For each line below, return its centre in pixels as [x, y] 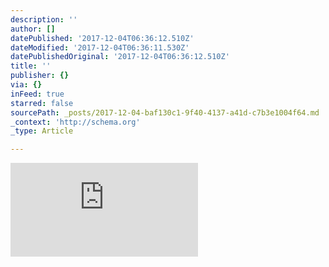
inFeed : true [37, 94]
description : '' [44, 19]
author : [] [33, 29]
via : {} [26, 85]
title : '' [31, 66]
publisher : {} [40, 76]
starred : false [42, 103]
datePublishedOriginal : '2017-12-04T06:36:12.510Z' [120, 57]
